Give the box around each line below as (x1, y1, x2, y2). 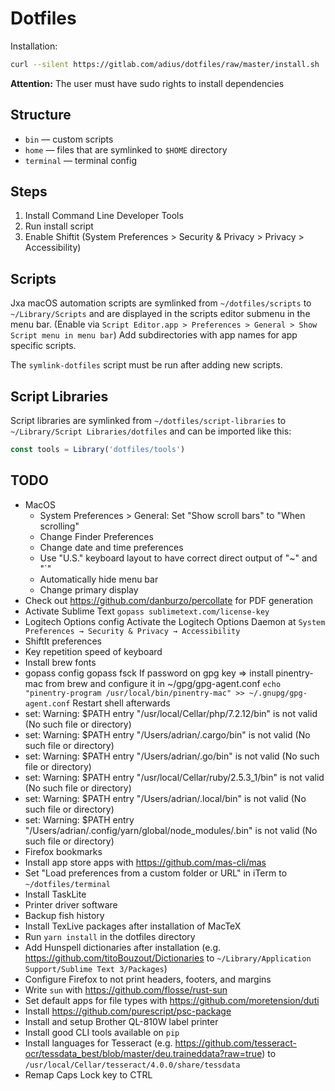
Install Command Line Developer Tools (24, 210, 184, 222)
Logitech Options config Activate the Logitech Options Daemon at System (24, 615, 326, 627)
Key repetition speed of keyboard (24, 645, 163, 657)
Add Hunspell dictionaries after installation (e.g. (24, 941, 222, 953)
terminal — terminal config (24, 154, 137, 166)
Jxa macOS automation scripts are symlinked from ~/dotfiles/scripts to (10, 297, 312, 309)
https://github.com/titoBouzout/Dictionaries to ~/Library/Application (24, 952, 312, 964)
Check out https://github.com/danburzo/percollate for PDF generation (24, 594, 313, 606)
